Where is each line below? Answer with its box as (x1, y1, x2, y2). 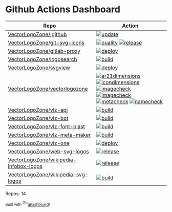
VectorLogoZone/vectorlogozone (8, 85, 88, 92)
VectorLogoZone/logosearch (8, 55, 78, 62)
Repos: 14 (5, 190, 27, 197)
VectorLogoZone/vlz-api (8, 106, 68, 113)
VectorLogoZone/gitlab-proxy (8, 47, 81, 54)
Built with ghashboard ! (5, 202, 50, 207)
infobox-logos (8, 162, 42, 169)
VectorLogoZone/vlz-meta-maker (8, 131, 91, 138)
